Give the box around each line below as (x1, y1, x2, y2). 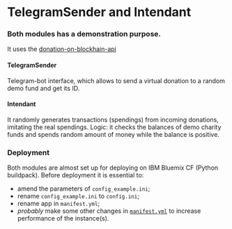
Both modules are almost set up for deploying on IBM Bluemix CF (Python (7, 163, 219, 172)
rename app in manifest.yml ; (17, 200, 100, 208)
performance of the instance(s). (17, 214, 109, 223)
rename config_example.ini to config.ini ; (17, 192, 139, 200)
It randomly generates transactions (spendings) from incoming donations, (7, 115, 219, 124)
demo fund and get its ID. (7, 84, 80, 92)
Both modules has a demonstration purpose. (7, 29, 162, 39)
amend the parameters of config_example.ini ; (17, 184, 150, 193)
